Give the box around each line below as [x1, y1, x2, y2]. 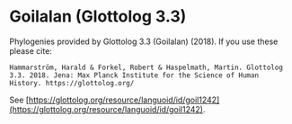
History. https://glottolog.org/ [9, 78, 135, 87]
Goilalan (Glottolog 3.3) [9, 6, 187, 27]
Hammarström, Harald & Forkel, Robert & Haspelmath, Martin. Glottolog [9, 63, 283, 72]
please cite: [9, 45, 52, 56]
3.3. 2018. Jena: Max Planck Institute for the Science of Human [9, 70, 259, 80]
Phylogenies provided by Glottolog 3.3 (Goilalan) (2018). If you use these [9, 36, 279, 47]
